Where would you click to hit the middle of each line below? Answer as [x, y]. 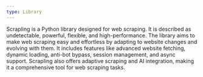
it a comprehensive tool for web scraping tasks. [66, 67]
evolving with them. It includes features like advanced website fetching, [96, 48]
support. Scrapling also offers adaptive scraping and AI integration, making [100, 61]
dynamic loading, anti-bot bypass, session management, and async [91, 54]
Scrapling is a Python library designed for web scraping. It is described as [99, 29]
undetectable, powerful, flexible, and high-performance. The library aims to [101, 35]
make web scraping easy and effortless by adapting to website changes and [102, 42]
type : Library [24, 12]
